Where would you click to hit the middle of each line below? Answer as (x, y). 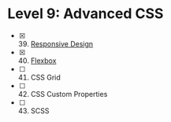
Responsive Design (62, 43)
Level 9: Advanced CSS (85, 14)
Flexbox (43, 61)
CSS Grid (45, 77)
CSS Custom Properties (69, 94)
